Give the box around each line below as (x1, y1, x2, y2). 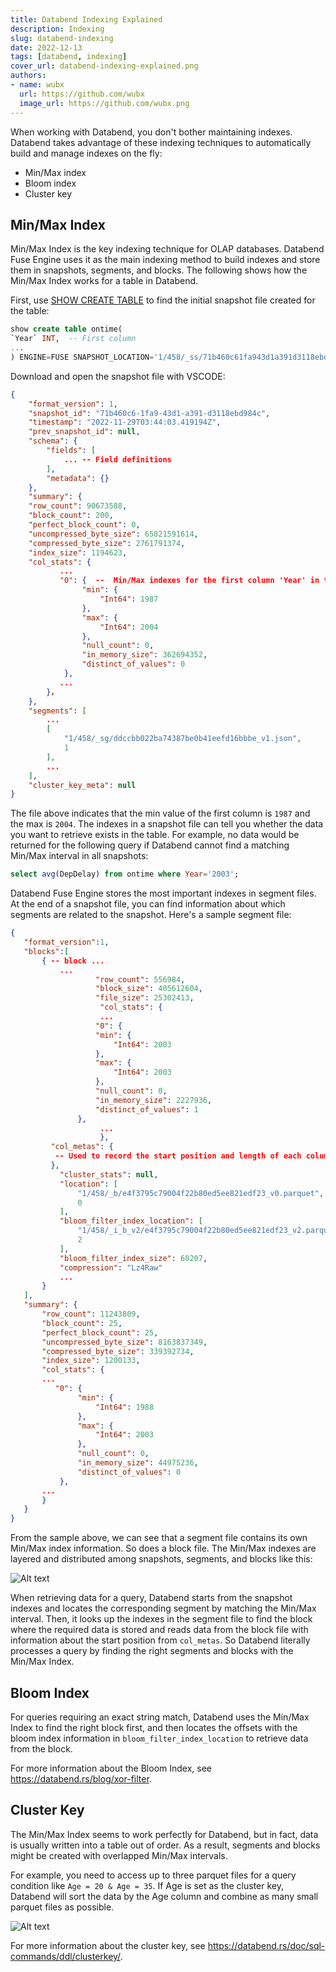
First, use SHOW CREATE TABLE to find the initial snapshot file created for (10, 294, 316, 306)
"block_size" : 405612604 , (95, 984, 203, 994)
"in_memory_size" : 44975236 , (77, 1458, 199, 1468)
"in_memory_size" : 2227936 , (95, 1095, 213, 1105)
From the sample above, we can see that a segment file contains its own (10, 1532, 308, 1544)
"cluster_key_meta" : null (28, 780, 137, 790)
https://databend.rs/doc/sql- (207, 1939, 326, 1951)
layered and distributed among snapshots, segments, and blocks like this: (10, 1553, 313, 1565)
